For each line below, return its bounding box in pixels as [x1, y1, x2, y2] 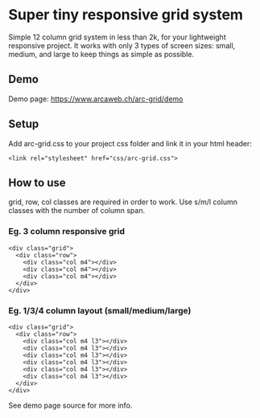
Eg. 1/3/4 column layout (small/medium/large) [8, 305, 192, 316]
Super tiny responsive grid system [8, 6, 244, 24]
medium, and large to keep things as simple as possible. [8, 49, 195, 59]
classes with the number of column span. [8, 206, 146, 215]
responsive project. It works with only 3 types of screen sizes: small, [8, 40, 236, 50]
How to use [8, 175, 66, 190]
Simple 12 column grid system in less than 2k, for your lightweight [8, 32, 227, 42]
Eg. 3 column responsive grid [8, 226, 126, 237]
